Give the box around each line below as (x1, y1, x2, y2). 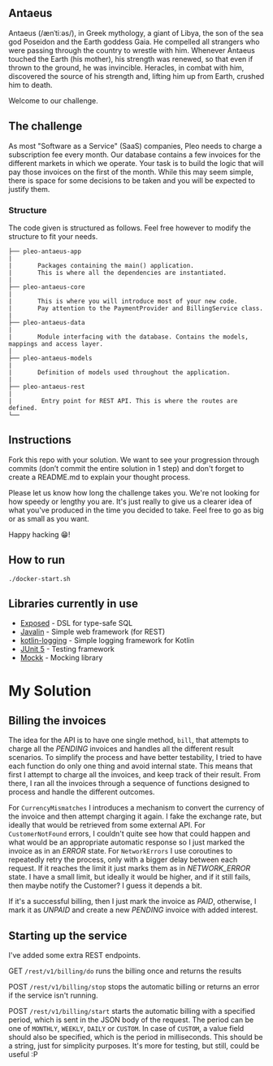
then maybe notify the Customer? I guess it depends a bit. (8, 880, 203, 890)
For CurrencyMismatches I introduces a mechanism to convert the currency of (8, 803, 265, 813)
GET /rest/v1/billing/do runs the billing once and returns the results (8, 966, 242, 976)
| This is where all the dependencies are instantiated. (8, 269, 227, 277)
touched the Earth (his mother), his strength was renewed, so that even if (8, 54, 253, 63)
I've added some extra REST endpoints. (8, 950, 141, 960)
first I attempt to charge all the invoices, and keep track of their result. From (8, 770, 262, 780)
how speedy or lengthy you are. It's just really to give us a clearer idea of (8, 496, 253, 506)
